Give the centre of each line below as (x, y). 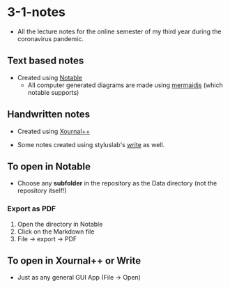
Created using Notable (49, 77)
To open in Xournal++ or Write (74, 261)
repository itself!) (42, 191)
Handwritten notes (49, 115)
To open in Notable (49, 166)
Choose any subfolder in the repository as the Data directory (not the (117, 183)
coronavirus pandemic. (50, 38)
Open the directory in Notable (60, 224)
